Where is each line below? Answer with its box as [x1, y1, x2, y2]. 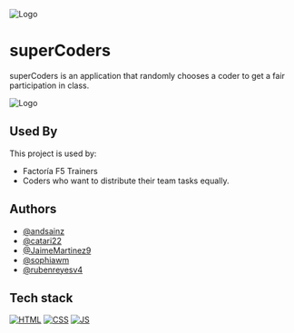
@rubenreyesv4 [22, 264, 83, 275]
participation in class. [9, 80, 90, 91]
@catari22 [22, 235, 62, 246]
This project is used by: [9, 148, 97, 159]
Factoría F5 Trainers [22, 165, 98, 176]
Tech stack [9, 290, 73, 306]
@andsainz [22, 225, 65, 236]
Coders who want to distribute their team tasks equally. [22, 175, 230, 186]
